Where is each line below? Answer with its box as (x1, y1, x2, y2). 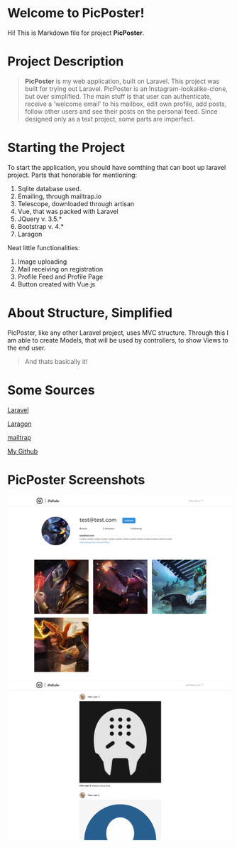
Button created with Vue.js (17, 279, 96, 289)
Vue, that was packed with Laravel (17, 207, 118, 215)
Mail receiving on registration (17, 264, 104, 273)
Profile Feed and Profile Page (17, 272, 104, 281)
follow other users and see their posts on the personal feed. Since (24, 107, 218, 115)
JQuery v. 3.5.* (17, 215, 62, 223)
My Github (7, 446, 38, 456)
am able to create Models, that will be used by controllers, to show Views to (7, 336, 228, 344)
